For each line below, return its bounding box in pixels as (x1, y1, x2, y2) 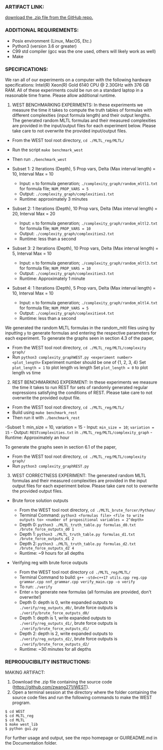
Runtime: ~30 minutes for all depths (19, 646, 91, 652)
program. (12, 700, 31, 705)
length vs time (12, 369, 41, 375)
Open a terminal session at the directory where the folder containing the (12, 689, 157, 695)
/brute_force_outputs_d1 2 (19, 536, 74, 541)
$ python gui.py (5, 727, 38, 731)
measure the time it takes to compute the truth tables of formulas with (12, 107, 152, 113)
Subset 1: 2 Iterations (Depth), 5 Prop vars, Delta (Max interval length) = (12, 165, 156, 172)
